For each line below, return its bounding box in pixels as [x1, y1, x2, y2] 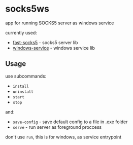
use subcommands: [5, 73, 47, 79]
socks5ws [5, 3, 50, 15]
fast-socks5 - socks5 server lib [12, 39, 78, 46]
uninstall [12, 89, 34, 94]
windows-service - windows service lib [12, 45, 95, 51]
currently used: [5, 29, 37, 35]
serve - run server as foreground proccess [12, 124, 102, 130]
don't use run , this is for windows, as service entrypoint [5, 134, 122, 140]
